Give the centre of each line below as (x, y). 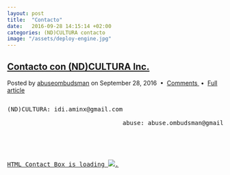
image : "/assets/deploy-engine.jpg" (59, 39)
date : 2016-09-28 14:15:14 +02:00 (59, 26)
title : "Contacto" (35, 20)
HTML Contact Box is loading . (63, 164)
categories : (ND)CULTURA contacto (56, 32)
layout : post (26, 13)
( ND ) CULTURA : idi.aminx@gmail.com (65, 109)
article (16, 90)
